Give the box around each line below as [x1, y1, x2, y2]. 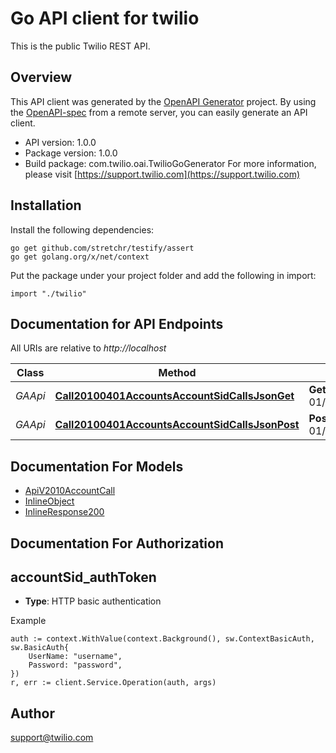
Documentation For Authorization [10, 535, 224, 552]
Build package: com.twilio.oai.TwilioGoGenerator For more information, [24, 157, 317, 169]
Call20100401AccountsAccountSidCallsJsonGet [54, 389, 295, 403]
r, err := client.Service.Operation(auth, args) [10, 678, 217, 688]
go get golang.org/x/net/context [10, 252, 150, 262]
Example [10, 615, 47, 627]
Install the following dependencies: [10, 223, 155, 236]
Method [158, 366, 197, 380]
